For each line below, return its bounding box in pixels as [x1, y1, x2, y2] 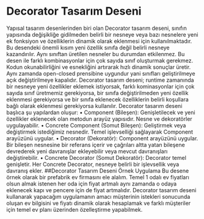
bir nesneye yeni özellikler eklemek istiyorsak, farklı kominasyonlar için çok [6, 82, 195, 90]
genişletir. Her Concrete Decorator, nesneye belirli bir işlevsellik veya [6, 160, 180, 168]
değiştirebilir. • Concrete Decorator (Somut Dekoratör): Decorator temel [6, 154, 186, 161]
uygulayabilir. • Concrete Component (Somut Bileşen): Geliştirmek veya [6, 121, 186, 129]
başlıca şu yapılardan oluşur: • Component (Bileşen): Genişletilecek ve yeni [6, 109, 195, 116]
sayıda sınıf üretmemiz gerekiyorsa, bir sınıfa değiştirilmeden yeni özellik [6, 89, 189, 96]
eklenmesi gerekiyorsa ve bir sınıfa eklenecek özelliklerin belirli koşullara [6, 96, 189, 103]
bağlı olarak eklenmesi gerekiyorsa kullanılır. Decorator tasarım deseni [6, 102, 183, 109]
